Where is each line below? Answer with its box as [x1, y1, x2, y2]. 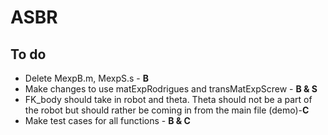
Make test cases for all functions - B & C [24, 115, 191, 126]
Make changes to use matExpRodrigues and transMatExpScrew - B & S [24, 83, 318, 95]
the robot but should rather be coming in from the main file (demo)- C [24, 104, 310, 116]
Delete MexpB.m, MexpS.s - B [24, 72, 149, 84]
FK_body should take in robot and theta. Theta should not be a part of [24, 94, 313, 105]
